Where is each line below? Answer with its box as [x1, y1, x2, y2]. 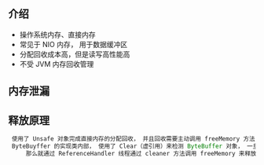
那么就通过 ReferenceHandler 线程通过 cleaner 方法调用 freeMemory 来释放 [25, 149, 257, 157]
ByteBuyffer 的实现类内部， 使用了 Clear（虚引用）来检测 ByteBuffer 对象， [11, 142, 244, 150]
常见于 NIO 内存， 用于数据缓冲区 [19, 39, 128, 49]
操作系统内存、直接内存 [19, 30, 96, 39]
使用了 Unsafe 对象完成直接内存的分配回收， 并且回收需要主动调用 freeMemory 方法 [11, 135, 255, 143]
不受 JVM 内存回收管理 [19, 59, 94, 68]
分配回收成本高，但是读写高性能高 [19, 49, 130, 59]
